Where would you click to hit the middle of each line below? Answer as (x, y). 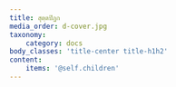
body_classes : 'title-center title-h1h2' (89, 52)
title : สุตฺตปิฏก (35, 18)
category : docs (54, 43)
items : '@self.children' (73, 69)
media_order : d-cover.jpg (58, 26)
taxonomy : (28, 34)
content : (26, 60)
